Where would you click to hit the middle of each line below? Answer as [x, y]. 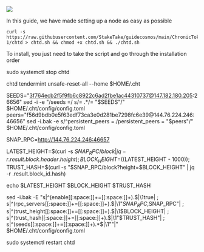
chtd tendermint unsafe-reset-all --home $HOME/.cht [73, 84]
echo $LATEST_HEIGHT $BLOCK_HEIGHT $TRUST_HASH [79, 185]
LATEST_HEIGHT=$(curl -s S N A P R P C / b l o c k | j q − [66, 152]
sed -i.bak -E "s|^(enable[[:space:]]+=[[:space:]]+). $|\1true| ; [83, 197]
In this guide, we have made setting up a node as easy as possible [89, 21]
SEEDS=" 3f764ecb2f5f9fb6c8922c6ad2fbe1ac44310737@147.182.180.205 [100, 95]
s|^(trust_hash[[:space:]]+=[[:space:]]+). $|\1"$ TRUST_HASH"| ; [86, 218]
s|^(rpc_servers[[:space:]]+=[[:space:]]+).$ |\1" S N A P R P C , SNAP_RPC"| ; [95, 204]
